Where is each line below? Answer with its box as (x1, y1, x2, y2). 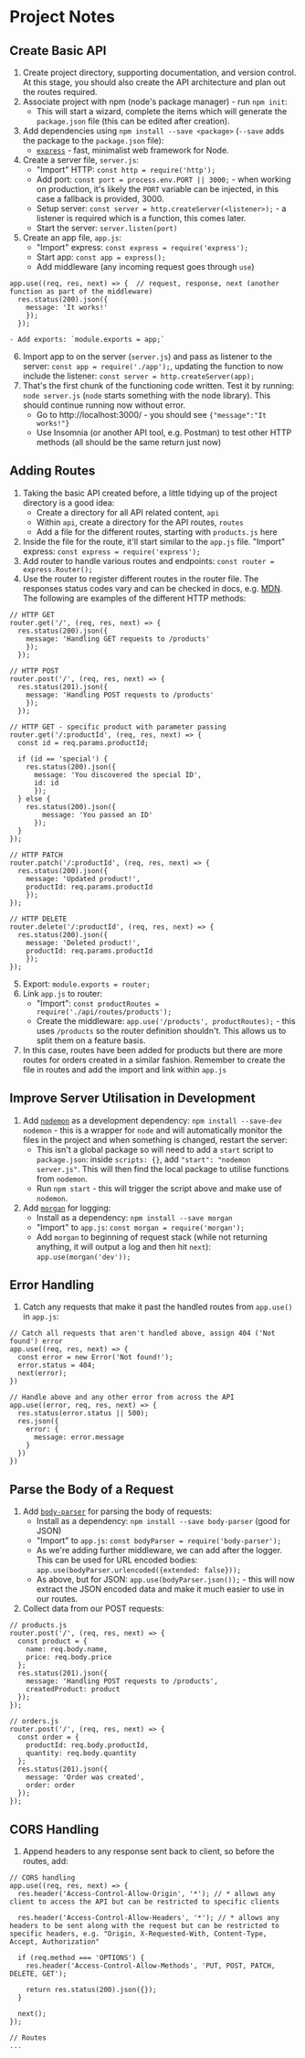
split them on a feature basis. (36, 1035, 146, 1046)
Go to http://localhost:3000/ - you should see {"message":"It (36, 410, 267, 420)
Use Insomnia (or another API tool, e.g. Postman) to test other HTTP (36, 427, 292, 438)
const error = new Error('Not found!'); (17, 1353, 174, 1362)
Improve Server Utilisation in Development (9, 1091, 256, 1106)
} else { (17, 794, 51, 804)
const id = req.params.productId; (17, 738, 149, 747)
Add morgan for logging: (22, 1202, 111, 1213)
